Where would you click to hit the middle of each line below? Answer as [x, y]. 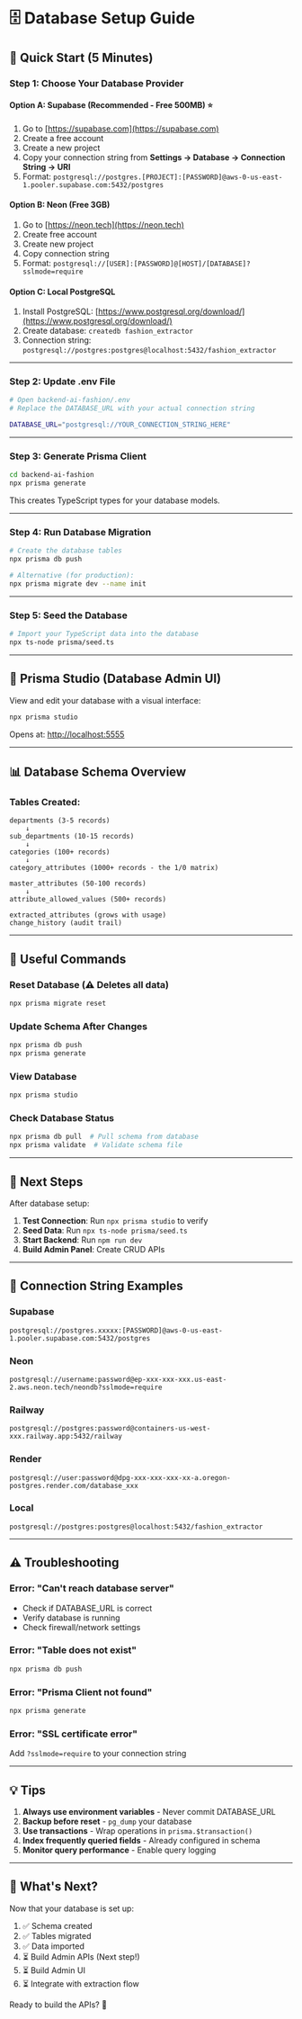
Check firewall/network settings [81, 1627]
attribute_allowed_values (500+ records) [88, 900]
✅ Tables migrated [57, 1935]
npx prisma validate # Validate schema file [96, 1145]
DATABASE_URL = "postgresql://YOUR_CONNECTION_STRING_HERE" [120, 425]
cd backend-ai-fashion [52, 475]
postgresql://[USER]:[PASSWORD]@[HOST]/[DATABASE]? [152, 264]
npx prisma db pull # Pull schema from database [104, 1137]
